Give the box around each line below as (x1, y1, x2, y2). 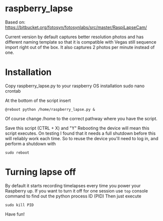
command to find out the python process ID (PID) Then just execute (5, 193, 141, 199)
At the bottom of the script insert (5, 98, 71, 103)
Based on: (5, 19, 25, 25)
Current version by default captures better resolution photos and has (5, 34, 144, 40)
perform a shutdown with (5, 141, 56, 147)
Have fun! (5, 211, 25, 217)
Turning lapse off (5, 167, 76, 178)
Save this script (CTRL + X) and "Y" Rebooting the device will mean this (5, 125, 150, 131)
